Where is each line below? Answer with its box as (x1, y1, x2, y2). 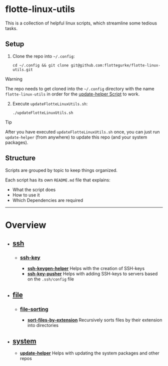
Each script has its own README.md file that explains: (5, 176, 111, 183)
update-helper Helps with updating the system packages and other (19, 350, 160, 356)
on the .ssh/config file (27, 276, 74, 282)
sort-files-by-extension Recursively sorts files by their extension (27, 317, 162, 323)
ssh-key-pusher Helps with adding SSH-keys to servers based (27, 271, 158, 277)
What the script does (12, 186, 56, 192)
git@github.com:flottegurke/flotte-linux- (70, 62, 161, 68)
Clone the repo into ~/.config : (12, 53, 75, 59)
